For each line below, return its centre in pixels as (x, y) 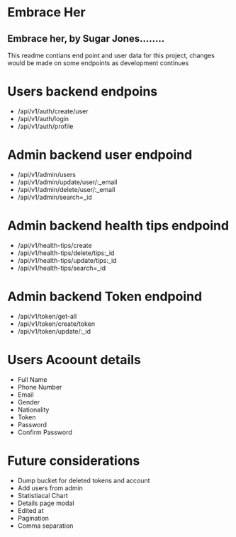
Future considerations (74, 460)
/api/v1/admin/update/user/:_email (67, 182)
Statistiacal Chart (43, 495)
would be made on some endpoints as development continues (98, 63)
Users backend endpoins (83, 92)
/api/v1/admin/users (47, 174)
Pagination (33, 518)
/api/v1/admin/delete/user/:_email (66, 189)
